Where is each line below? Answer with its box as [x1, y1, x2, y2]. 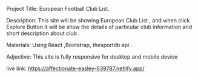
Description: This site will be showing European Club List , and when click [6, 17, 190, 24]
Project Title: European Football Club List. [6, 5, 110, 12]
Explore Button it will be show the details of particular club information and [6, 24, 193, 30]
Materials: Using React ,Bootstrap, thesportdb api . [6, 42, 133, 48]
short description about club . [6, 30, 80, 37]
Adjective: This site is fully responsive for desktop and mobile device [6, 53, 178, 60]
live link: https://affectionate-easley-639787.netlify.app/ [6, 65, 145, 72]
